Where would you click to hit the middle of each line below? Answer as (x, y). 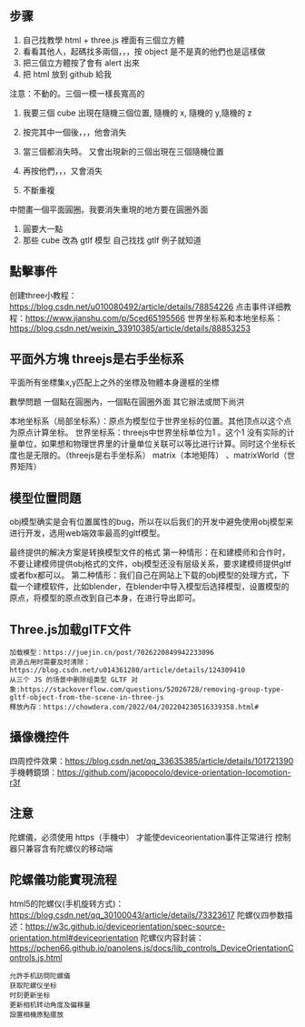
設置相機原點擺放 (37, 1014)
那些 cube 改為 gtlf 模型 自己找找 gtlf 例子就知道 (112, 240)
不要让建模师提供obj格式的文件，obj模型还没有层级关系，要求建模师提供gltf (151, 564)
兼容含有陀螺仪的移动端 (69, 848)
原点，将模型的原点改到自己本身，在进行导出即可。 (105, 598)
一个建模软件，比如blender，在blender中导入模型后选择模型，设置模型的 (153, 587)
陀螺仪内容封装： (172, 937)
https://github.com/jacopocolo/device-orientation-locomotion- (175, 772)
